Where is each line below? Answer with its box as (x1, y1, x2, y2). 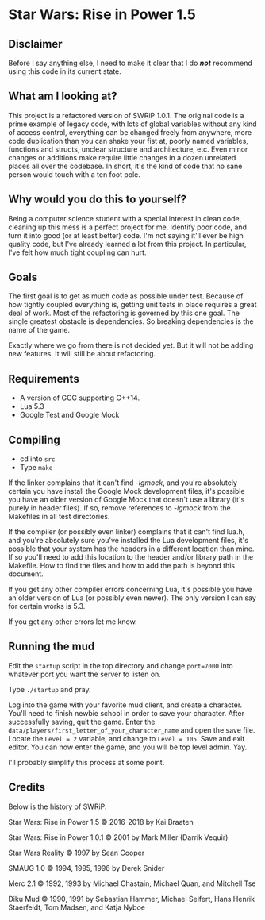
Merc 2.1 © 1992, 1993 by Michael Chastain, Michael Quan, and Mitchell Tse (8, 879, 256, 888)
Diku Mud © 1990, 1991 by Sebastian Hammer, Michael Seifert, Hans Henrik (8, 894, 255, 903)
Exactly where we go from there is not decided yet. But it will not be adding (8, 341, 254, 350)
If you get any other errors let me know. (8, 617, 137, 626)
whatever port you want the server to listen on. (8, 669, 161, 679)
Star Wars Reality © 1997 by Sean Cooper (8, 848, 145, 857)
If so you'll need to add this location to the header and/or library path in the (8, 552, 254, 562)
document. (8, 569, 44, 579)
